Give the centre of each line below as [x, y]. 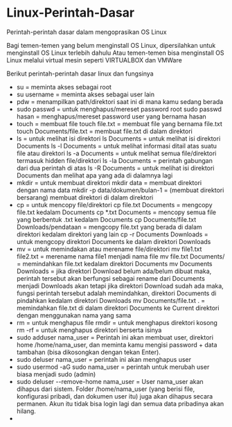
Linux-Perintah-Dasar [71, 13]
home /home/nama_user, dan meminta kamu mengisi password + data [117, 345]
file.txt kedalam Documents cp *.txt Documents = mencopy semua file [116, 212]
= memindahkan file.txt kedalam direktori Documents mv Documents [114, 263]
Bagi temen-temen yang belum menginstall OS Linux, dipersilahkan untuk [111, 45]
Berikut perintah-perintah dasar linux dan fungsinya [80, 73]
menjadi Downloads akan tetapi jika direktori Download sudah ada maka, [120, 286]
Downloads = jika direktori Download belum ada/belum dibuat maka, [114, 271]
